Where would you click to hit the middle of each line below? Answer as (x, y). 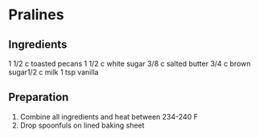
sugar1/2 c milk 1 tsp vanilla (53, 72)
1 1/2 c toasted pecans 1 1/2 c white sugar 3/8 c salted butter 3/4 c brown (129, 63)
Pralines (36, 15)
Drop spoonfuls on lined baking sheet (82, 125)
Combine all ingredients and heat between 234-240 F (109, 116)
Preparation (39, 97)
